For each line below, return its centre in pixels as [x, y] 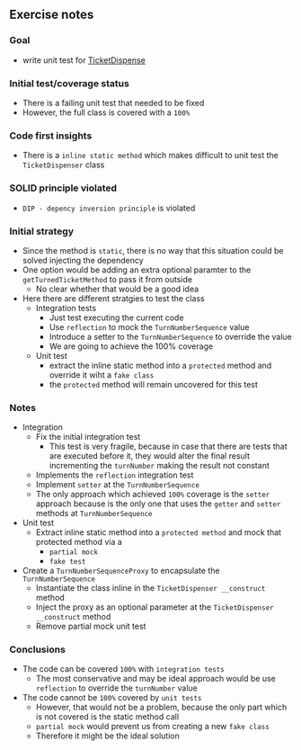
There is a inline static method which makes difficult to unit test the [150, 156]
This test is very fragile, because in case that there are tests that [168, 446]
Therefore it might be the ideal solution [107, 736]
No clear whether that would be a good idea [117, 289]
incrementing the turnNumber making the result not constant [159, 466]
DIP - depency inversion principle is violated [109, 208]
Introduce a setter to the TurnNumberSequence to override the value [170, 336]
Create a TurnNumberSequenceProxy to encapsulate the [121, 571]
